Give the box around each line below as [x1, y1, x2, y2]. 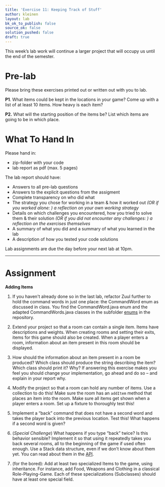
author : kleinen [5, 12, 38, 17]
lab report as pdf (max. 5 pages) [12, 164, 78, 170]
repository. [12, 314, 34, 320]
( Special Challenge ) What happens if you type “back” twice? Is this [12, 430, 148, 436]
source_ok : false [5, 26, 41, 31]
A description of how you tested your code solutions [12, 236, 119, 242]
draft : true [5, 35, 29, 40]
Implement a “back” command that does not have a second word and [12, 410, 153, 416]
